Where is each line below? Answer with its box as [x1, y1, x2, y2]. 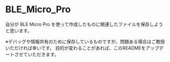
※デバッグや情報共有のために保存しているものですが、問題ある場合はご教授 [5, 38, 165, 45]
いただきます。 [27, 51, 59, 57]
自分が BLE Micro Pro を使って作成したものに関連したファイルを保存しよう [5, 21, 163, 27]
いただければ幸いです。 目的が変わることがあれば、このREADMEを [5, 45, 146, 51]
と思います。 [5, 27, 32, 34]
